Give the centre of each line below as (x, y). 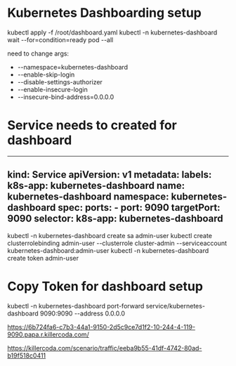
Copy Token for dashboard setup (105, 286)
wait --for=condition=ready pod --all (60, 39)
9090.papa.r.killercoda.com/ (48, 334)
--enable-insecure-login (52, 89)
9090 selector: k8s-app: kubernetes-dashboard (115, 219)
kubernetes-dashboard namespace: (88, 197)
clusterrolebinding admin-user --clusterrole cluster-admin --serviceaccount (117, 243)
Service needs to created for (92, 125)
